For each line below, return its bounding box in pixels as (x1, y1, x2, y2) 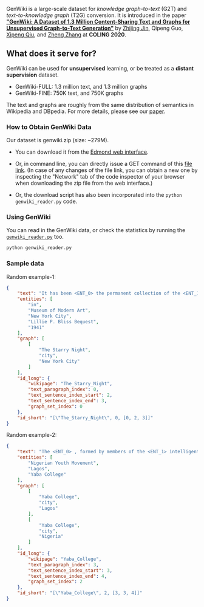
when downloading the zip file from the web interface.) (15, 179, 153, 187)
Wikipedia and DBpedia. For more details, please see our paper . (6, 108, 166, 115)
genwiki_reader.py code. (15, 197, 78, 205)
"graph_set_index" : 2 (28, 578, 83, 585)
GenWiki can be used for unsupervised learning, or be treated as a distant (6, 64, 194, 72)
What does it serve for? (6, 49, 97, 59)
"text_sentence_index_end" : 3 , (28, 398, 107, 404)
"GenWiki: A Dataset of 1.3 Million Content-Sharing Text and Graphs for (6, 18, 190, 25)
